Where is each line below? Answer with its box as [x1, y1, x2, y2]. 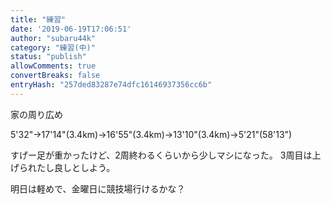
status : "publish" [10, 52, 87, 62]
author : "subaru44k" [10, 33, 97, 43]
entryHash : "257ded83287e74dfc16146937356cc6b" [10, 80, 213, 90]
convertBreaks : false [10, 71, 101, 81]
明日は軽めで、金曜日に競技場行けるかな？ [10, 182, 186, 195]
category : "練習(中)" [10, 42, 96, 53]
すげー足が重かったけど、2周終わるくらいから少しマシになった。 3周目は [10, 149, 313, 161]
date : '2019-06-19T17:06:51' [10, 24, 132, 34]
